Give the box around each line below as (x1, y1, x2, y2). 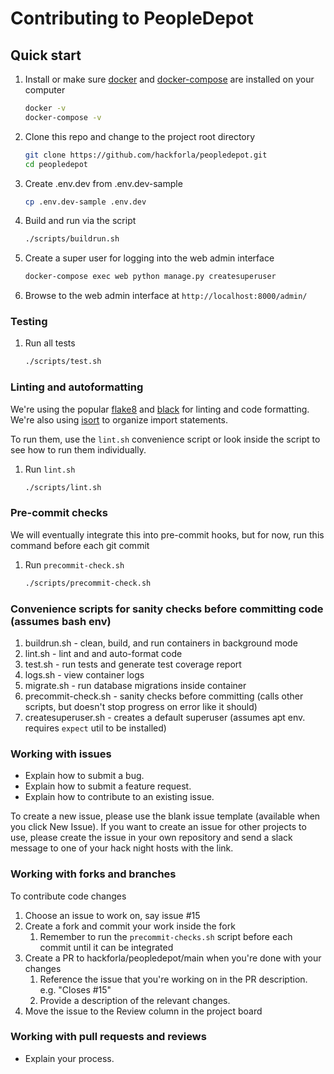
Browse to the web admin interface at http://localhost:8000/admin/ (24, 290, 308, 302)
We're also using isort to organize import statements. (10, 413, 229, 426)
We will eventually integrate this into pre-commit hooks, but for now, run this (10, 528, 325, 541)
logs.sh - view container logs (24, 668, 145, 681)
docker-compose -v (24, 112, 102, 122)
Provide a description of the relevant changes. (39, 994, 231, 1006)
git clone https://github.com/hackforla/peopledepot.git (24, 150, 268, 160)
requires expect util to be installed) (24, 722, 167, 734)
